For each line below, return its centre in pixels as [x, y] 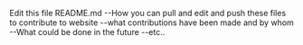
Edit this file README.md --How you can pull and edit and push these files [148, 13]
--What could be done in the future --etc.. [87, 32]
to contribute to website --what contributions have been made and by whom [151, 22]
